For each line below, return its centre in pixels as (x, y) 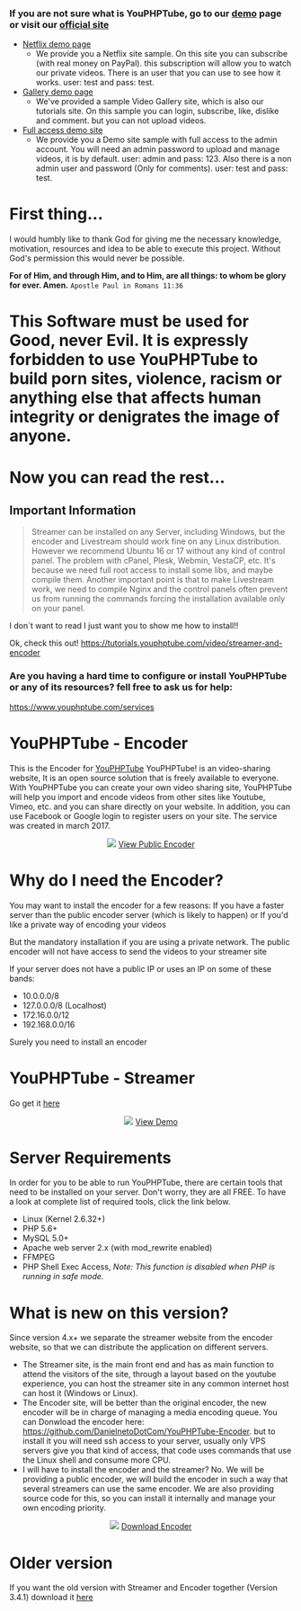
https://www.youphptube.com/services (82, 707)
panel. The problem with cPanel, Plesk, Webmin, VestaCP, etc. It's (153, 561)
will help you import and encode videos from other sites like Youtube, (137, 797)
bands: (22, 978)
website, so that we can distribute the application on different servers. (139, 1348)
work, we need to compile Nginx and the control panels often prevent (159, 589)
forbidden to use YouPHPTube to (134, 360)
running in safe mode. (63, 1277)
